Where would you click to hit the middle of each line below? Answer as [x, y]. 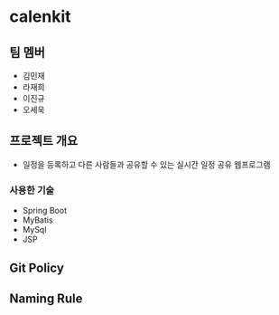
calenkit [40, 17]
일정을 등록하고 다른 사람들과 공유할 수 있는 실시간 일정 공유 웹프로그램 [146, 164]
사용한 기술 [32, 190]
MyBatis [37, 220]
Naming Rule [46, 298]
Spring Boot [45, 211]
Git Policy [37, 267]
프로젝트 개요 [44, 141]
